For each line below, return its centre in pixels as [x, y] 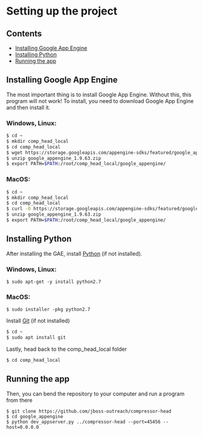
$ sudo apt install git [36, 337]
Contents [24, 34]
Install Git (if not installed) [38, 321]
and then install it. [28, 107]
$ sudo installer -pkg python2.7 [48, 310]
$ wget [14, 153]
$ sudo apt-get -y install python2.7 [54, 282]
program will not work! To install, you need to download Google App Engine [100, 101]
